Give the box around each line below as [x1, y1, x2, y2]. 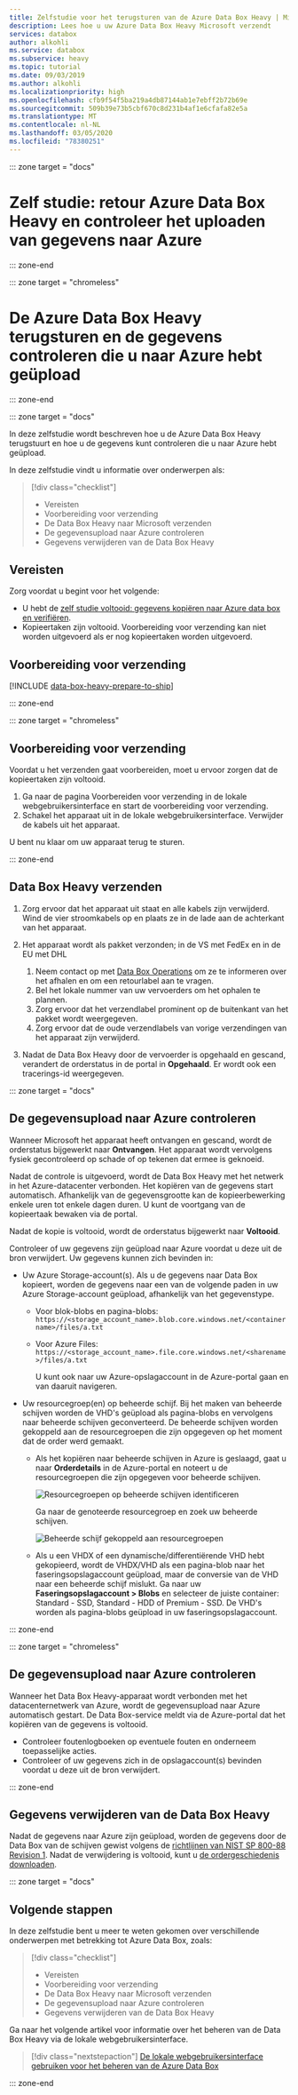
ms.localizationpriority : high [9, 87, 125, 96]
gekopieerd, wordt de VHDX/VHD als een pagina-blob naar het [35, 1559, 265, 1570]
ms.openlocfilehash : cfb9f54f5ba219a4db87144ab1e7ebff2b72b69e [9, 95, 248, 105]
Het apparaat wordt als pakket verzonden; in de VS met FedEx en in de [21, 939, 281, 950]
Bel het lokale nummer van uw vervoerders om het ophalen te [35, 984, 261, 995]
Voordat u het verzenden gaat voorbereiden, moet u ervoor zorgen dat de [9, 765, 278, 776]
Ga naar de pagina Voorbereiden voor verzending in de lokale [21, 792, 247, 802]
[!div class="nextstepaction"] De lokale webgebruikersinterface [30, 2051, 263, 2062]
